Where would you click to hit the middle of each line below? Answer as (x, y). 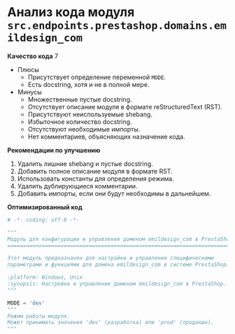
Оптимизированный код (45, 207)
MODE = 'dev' (26, 303)
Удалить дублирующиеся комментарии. (77, 186)
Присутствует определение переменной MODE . (97, 77)
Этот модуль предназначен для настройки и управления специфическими (111, 258)
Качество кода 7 (33, 56)
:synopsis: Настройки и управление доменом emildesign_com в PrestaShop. (117, 284)
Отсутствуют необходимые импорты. (84, 129)
